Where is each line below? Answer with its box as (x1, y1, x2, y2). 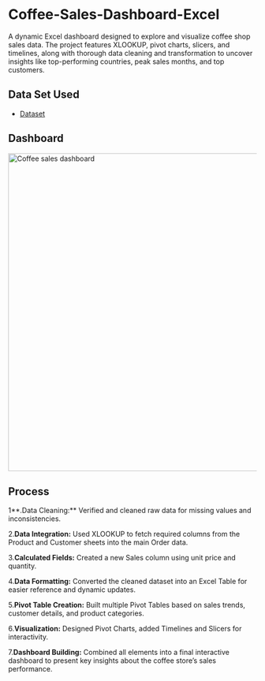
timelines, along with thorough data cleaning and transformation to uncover (8, 48, 253, 58)
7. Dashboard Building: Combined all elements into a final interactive (8, 648, 230, 657)
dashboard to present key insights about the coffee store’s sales (8, 656, 217, 665)
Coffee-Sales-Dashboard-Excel (8, 6, 220, 24)
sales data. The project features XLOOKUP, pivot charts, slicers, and (8, 39, 230, 49)
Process (8, 485, 50, 498)
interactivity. (8, 632, 49, 642)
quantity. (8, 561, 37, 571)
